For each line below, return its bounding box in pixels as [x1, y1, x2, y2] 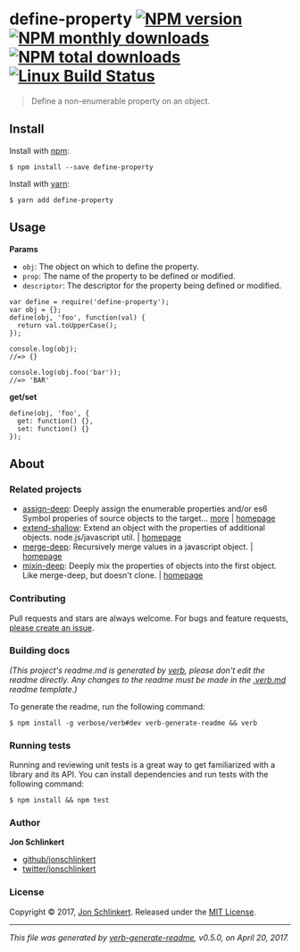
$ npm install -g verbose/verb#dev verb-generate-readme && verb [9, 718, 257, 727]
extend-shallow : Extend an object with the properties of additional [21, 523, 266, 533]
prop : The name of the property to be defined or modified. [21, 270, 236, 281]
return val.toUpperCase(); [17, 320, 118, 330]
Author [9, 817, 41, 829]
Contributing [9, 592, 66, 605]
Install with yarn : [9, 178, 70, 189]
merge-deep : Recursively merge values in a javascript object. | [21, 541, 254, 552]
